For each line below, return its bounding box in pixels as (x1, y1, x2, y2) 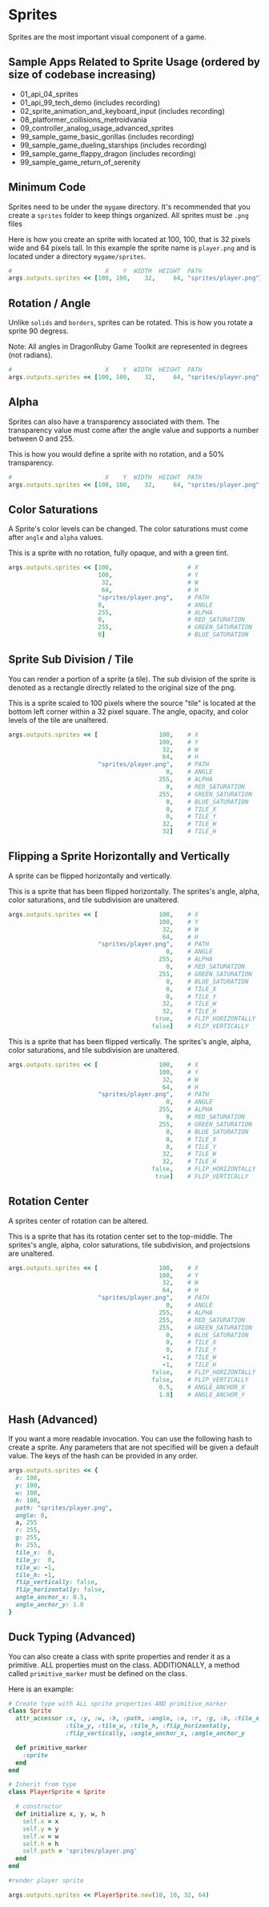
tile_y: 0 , (15, 1556, 56, 1564)
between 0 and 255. (8, 433, 74, 443)
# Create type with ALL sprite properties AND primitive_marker (8, 1699, 227, 1707)
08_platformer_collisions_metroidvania (19, 115, 147, 124)
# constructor (15, 1803, 62, 1811)
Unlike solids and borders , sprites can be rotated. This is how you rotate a (8, 318, 254, 328)
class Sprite (8, 1707, 52, 1715)
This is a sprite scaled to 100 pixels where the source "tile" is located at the (8, 698, 256, 708)
